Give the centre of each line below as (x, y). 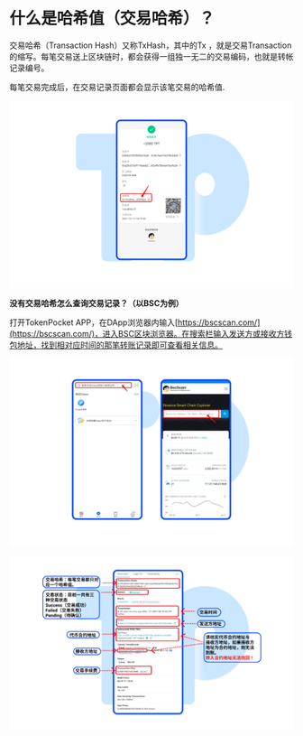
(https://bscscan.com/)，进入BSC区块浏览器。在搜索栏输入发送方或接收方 (147, 334)
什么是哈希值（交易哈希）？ (112, 19)
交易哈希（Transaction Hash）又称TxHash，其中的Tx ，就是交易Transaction (151, 45)
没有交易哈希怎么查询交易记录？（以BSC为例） (96, 303)
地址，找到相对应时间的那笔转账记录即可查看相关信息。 (119, 345)
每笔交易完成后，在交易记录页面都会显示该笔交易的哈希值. (117, 87)
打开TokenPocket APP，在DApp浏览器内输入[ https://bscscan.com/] (135, 322)
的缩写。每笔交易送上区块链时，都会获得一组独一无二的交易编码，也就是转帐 (151, 56)
